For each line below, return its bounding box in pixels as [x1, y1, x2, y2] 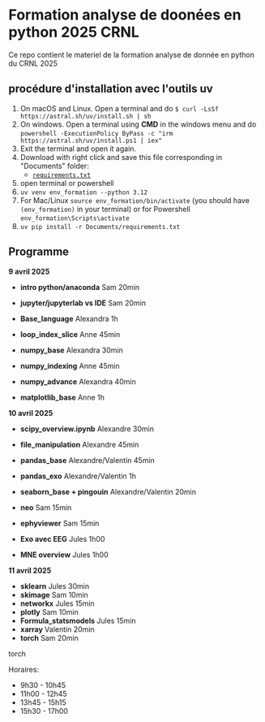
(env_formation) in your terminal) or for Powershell [19, 204, 190, 214]
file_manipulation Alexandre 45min [19, 439, 139, 449]
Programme [8, 245, 70, 259]
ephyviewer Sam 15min [19, 518, 100, 528]
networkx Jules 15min [19, 599, 95, 608]
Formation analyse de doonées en [8, 6, 241, 24]
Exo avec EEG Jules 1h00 [19, 534, 105, 543]
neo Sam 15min [19, 502, 72, 512]
